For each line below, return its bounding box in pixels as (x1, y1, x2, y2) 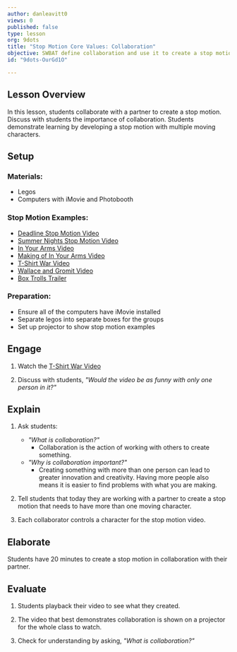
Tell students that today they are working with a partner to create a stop (17, 494, 226, 503)
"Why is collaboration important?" (28, 458, 128, 467)
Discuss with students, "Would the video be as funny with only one (17, 375, 213, 384)
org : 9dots (7, 37, 39, 44)
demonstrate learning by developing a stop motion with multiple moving (7, 122, 216, 131)
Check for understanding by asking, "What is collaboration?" (17, 636, 195, 645)
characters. (7, 130, 41, 138)
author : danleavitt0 (7, 10, 68, 18)
